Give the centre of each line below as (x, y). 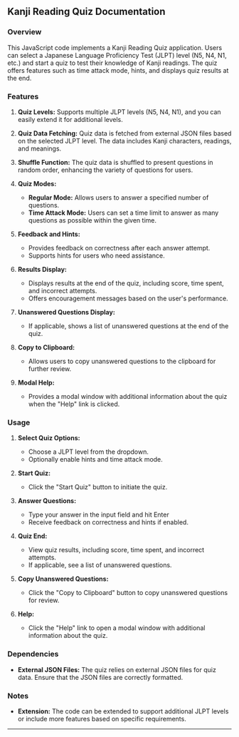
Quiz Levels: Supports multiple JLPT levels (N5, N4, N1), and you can (119, 112)
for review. (44, 600)
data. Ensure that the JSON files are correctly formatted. (100, 677)
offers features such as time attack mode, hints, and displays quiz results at (118, 70)
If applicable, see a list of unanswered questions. (100, 565)
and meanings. (39, 148)
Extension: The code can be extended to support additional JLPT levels (123, 711)
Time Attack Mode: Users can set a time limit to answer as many (123, 213)
